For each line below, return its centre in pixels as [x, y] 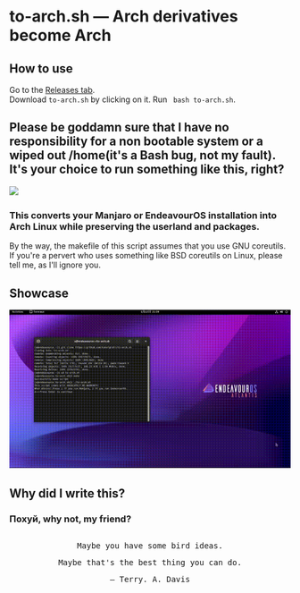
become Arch [60, 35]
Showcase [39, 293]
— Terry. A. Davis [150, 580]
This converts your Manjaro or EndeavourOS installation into [143, 215]
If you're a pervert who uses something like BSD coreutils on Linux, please [146, 256]
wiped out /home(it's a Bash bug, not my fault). [143, 155]
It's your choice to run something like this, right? [147, 169]
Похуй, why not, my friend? [71, 519]
